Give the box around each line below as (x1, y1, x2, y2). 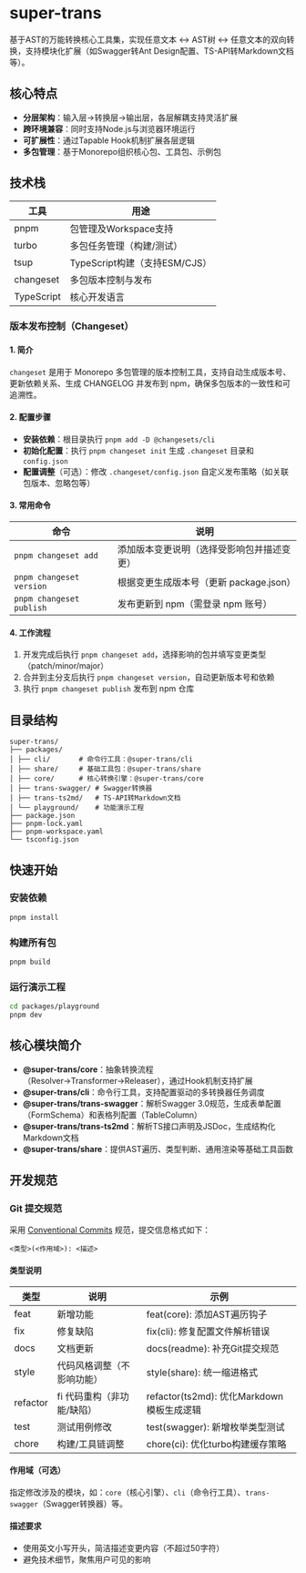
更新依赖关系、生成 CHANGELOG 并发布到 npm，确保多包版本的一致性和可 (9, 377, 291, 389)
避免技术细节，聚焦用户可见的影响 (22, 1554, 151, 1565)
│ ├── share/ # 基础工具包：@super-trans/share (9, 764, 202, 774)
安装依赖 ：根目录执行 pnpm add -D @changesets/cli (22, 434, 216, 444)
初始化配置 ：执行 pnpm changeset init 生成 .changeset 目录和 (22, 444, 255, 455)
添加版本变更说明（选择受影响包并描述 (117, 543, 282, 556)
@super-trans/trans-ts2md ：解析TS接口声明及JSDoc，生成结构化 (22, 1120, 276, 1131)
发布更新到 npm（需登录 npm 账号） (117, 598, 273, 610)
